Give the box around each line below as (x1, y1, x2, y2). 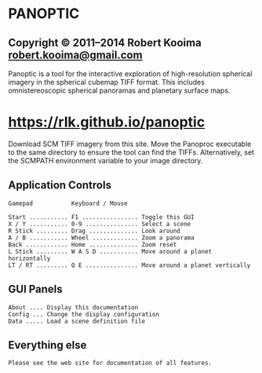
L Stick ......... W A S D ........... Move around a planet (8, 247, 213, 255)
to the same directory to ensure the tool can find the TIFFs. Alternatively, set (8, 147, 255, 157)
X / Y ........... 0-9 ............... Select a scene (8, 220, 191, 228)
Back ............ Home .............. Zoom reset (8, 240, 177, 248)
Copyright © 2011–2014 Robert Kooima (8, 36, 202, 49)
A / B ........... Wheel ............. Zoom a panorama (8, 233, 195, 242)
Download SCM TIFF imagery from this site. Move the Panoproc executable (8, 139, 252, 148)
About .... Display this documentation (8, 303, 139, 311)
